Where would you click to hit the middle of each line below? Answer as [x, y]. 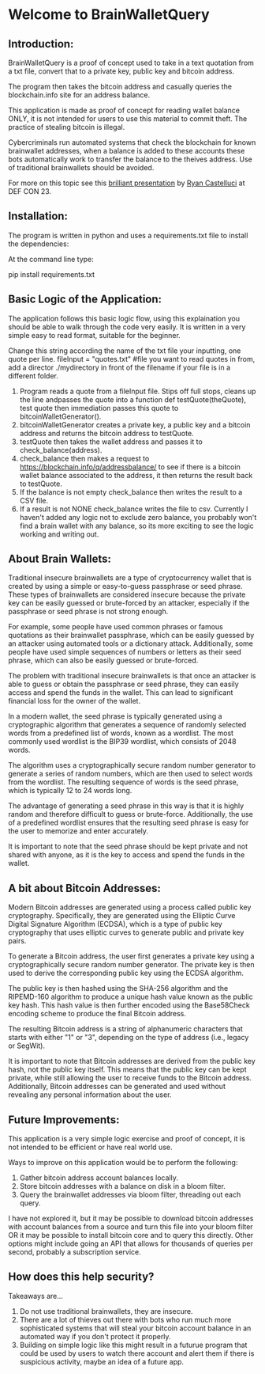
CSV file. [34, 500]
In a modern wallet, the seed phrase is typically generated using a [115, 716]
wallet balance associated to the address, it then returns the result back [136, 475]
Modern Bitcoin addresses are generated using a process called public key [130, 907]
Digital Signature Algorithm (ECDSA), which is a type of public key [115, 924]
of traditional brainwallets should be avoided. [81, 167]
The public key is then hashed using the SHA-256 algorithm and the [118, 989]
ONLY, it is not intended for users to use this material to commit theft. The [128, 119]
